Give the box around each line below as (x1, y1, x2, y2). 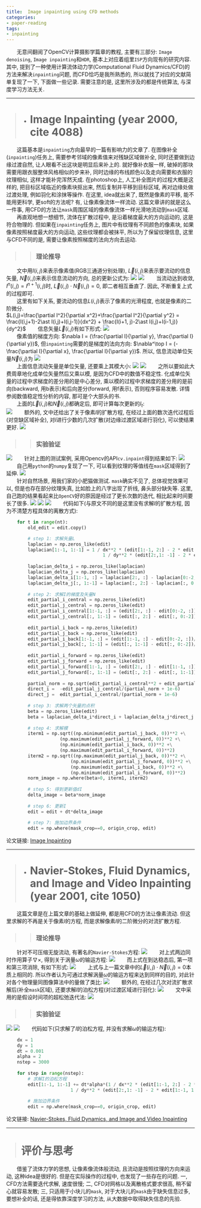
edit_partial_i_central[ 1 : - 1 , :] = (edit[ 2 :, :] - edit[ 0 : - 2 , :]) (28, 608, 197, 614)
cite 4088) (29, 125, 84, 139)
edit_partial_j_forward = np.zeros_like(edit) (28, 658, 146, 664)
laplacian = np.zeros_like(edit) (28, 541, 111, 547)
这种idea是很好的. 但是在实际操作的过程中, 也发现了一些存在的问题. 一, (14, 1173, 188, 1180)
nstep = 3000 (17, 1059, 50, 1065)
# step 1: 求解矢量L (28, 535, 75, 541)
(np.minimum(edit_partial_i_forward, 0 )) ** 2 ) (70, 770, 186, 776)
